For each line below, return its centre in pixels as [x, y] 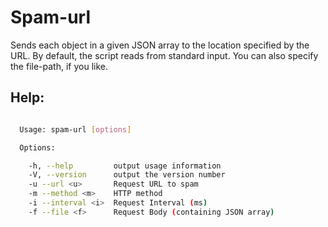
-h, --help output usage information [125, 166]
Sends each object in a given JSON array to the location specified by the [160, 45]
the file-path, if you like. [59, 66]
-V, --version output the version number [127, 175]
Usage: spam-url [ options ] [75, 129]
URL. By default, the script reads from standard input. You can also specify [164, 55]
